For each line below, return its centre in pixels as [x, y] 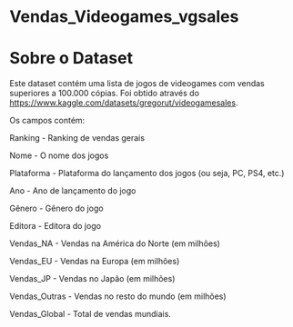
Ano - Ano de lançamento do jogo [73, 191]
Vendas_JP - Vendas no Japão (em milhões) [92, 279]
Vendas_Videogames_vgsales [124, 17]
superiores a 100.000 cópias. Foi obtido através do [105, 94]
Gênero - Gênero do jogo [56, 208]
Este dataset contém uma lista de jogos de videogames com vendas [137, 84]
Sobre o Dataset [71, 59]
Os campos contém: [47, 121]
